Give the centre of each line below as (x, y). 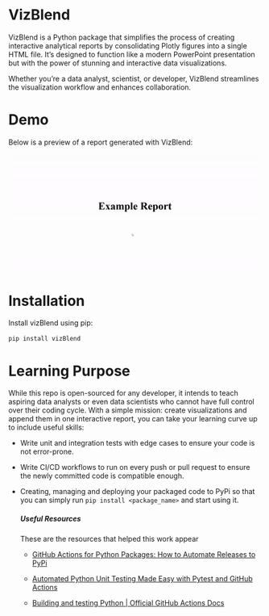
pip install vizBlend (45, 339)
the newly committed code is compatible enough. (102, 476)
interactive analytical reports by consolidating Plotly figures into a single (128, 45)
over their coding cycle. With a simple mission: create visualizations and (128, 410)
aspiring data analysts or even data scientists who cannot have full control (132, 402)
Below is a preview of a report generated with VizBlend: (101, 142)
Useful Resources (50, 519)
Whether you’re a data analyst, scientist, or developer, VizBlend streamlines (134, 78)
